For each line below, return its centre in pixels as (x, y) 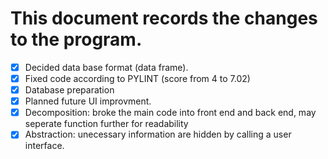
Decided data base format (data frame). (106, 67)
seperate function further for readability (106, 124)
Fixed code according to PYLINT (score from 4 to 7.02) (137, 78)
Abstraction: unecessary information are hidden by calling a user (158, 134)
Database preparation (69, 90)
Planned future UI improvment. (88, 101)
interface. (44, 146)
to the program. (76, 39)
